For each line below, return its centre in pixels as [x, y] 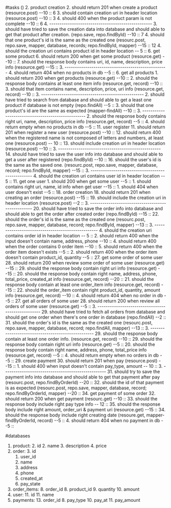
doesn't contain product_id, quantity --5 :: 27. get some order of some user [84, 257]
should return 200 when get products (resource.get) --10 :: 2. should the [82, 78]
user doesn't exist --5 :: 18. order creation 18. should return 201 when [78, 192]
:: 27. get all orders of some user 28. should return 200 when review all [85, 301]
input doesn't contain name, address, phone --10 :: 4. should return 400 [81, 241]
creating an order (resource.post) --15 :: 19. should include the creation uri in [86, 197]
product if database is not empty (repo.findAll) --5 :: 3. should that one [80, 105]
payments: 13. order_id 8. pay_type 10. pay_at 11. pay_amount [76, 500]
